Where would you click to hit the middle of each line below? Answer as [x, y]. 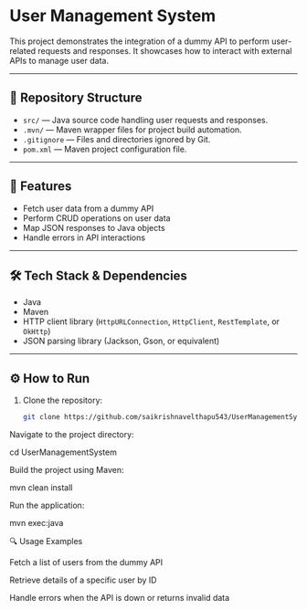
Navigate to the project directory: [72, 435]
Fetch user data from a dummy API [88, 208]
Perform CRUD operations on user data [96, 218]
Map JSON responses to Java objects [94, 227]
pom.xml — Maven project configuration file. [105, 149]
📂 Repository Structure [76, 98]
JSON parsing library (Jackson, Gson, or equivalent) [121, 341]
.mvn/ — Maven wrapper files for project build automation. [132, 130]
